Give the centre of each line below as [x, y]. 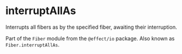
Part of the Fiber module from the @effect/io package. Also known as [90, 38]
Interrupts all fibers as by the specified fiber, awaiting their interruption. [91, 27]
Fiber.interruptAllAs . [32, 45]
